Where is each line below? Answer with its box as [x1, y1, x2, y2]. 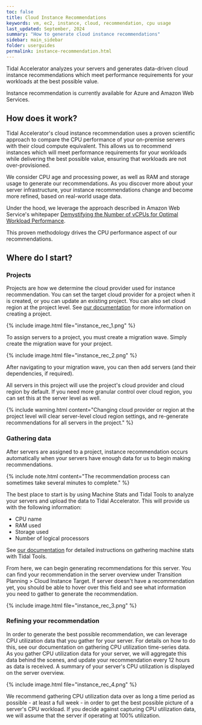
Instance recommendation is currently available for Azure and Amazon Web [6, 89, 194, 97]
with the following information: [6, 503, 82, 511]
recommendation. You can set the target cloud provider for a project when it [6, 291, 195, 298]
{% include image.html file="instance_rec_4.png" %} [6, 681, 137, 688]
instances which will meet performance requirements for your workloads [6, 149, 187, 156]
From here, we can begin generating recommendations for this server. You [6, 564, 191, 571]
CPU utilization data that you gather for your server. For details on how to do [6, 637, 196, 644]
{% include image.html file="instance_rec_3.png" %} [6, 602, 137, 609]
